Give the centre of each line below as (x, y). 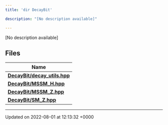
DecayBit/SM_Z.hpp (32, 100)
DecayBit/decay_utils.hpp (39, 75)
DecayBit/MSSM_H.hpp (36, 84)
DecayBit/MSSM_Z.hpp (36, 92)
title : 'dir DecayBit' (29, 10)
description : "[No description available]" (51, 19)
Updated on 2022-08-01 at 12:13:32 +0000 (49, 117)
